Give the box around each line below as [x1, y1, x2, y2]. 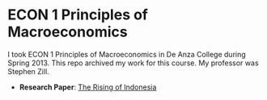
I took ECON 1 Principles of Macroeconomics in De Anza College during [7, 49, 246, 59]
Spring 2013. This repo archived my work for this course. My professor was [7, 58, 260, 68]
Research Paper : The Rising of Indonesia [19, 82, 157, 92]
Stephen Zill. [7, 66, 49, 76]
